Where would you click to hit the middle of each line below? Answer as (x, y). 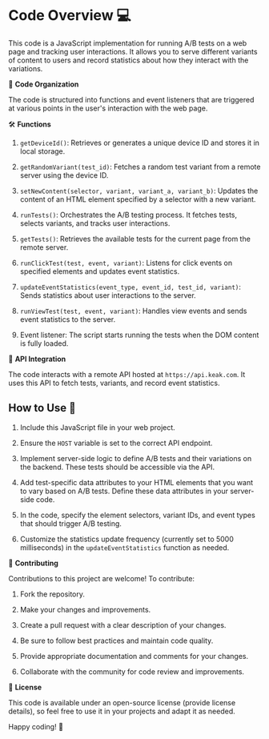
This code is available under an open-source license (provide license (122, 702)
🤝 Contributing (33, 563)
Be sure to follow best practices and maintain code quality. (116, 641)
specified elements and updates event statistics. (100, 271)
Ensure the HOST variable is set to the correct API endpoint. (116, 443)
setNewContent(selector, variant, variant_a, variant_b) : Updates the (139, 191)
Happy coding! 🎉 (36, 726)
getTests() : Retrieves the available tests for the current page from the (135, 239)
